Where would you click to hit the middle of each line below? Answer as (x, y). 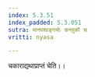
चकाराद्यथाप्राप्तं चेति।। (37, 66)
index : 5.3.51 (31, 15)
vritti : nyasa (31, 37)
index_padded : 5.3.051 (45, 23)
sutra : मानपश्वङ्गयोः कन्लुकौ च (47, 30)
